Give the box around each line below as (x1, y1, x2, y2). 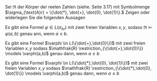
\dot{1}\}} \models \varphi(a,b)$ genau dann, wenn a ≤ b (5, 70, 120, 76)
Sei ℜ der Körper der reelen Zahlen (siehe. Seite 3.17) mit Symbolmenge (5, 4, 150, 10)
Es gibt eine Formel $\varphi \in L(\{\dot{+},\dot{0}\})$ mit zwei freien (5, 40, 146, 46)
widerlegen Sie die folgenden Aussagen (5, 15, 86, 20)
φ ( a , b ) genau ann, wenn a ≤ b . (5, 31, 68, 37)
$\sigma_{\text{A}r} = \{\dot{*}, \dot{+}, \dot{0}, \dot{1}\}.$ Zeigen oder (5, 9, 150, 15)
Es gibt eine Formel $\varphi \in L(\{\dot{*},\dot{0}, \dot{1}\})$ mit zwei (5, 60, 148, 66)
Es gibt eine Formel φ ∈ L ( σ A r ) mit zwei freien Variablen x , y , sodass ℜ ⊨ (5, 24, 153, 31)
